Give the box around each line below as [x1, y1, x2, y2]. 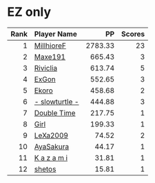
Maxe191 [34, 52, 66, 61]
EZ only [7, 4, 52, 20]
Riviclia [34, 63, 57, 73]
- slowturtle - [34, 97, 79, 106]
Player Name [34, 29, 77, 39]
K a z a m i [34, 153, 68, 162]
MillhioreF [34, 41, 67, 50]
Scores [121, 29, 145, 39]
